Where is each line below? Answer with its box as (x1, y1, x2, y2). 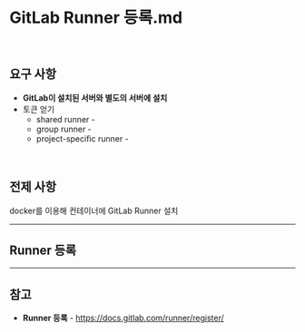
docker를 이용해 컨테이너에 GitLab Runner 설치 (9, 205, 179, 216)
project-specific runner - (35, 132, 129, 144)
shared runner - (35, 113, 95, 124)
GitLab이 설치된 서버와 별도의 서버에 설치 (22, 92, 168, 103)
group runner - (35, 123, 93, 134)
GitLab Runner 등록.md (9, 7, 183, 28)
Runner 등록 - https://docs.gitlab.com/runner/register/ (22, 313, 224, 324)
